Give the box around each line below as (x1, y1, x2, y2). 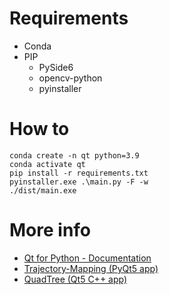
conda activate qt (9, 159, 86, 169)
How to (9, 118, 70, 141)
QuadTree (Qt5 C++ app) (23, 273, 128, 285)
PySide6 (38, 61, 74, 73)
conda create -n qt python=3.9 (9, 150, 140, 161)
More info (9, 219, 92, 242)
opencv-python (38, 72, 103, 84)
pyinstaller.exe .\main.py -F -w (9, 177, 149, 187)
